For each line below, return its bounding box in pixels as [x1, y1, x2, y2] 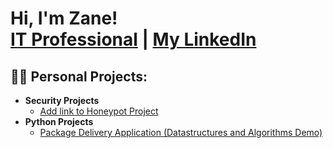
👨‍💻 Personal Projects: [10, 68, 148, 85]
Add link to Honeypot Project [39, 105, 159, 117]
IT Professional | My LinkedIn [10, 28, 257, 51]
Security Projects [24, 95, 100, 106]
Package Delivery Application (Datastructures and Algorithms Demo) [39, 127, 323, 138]
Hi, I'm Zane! [10, 7, 118, 30]
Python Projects [24, 116, 94, 127]
